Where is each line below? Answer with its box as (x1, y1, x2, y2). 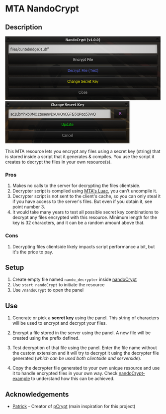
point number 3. (12, 204, 46, 210)
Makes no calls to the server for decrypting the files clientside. (12, 183, 141, 189)
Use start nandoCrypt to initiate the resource (12, 282, 105, 288)
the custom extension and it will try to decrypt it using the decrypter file (12, 350, 159, 356)
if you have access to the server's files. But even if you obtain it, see (12, 199, 153, 205)
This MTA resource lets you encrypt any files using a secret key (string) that (5, 148, 161, 154)
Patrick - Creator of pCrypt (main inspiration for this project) (12, 404, 136, 410)
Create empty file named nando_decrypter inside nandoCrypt (12, 276, 137, 282)
